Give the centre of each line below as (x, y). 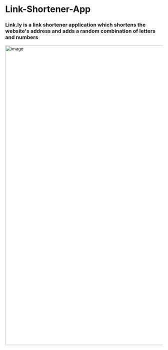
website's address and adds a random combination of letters (80, 31)
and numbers (22, 37)
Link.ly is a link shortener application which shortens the (75, 25)
